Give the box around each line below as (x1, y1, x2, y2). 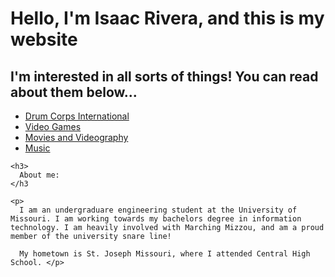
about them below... (10, 83, 138, 101)
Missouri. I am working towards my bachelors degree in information (10, 214, 302, 224)
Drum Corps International (24, 110, 130, 122)
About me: (19, 170, 60, 180)
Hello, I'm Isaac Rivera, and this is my (10, 7, 325, 30)
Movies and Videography (24, 132, 129, 143)
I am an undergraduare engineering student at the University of (19, 205, 298, 215)
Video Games (24, 121, 82, 132)
